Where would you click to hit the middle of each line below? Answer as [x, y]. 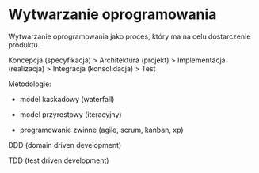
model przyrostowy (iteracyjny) [70, 114]
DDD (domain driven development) [65, 145]
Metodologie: [30, 84]
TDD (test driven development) [59, 160]
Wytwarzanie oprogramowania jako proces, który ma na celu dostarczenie [129, 36]
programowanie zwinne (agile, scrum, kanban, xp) [101, 130]
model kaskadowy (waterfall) [67, 99]
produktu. [24, 44]
